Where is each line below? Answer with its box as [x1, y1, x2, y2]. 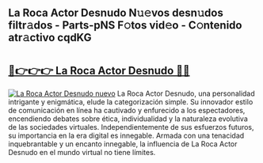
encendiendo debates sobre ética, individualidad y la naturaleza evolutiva [8, 114, 248, 123]
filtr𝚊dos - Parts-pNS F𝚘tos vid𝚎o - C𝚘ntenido [8, 19, 242, 32]
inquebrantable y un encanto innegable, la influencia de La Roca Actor [8, 139, 238, 149]
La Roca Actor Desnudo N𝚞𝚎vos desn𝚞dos [8, 6, 224, 20]
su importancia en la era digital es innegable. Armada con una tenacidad [8, 131, 245, 140]
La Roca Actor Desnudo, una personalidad [117, 89, 255, 98]
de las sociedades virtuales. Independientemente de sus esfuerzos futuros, [8, 123, 255, 131]
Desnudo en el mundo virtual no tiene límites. [8, 148, 156, 157]
